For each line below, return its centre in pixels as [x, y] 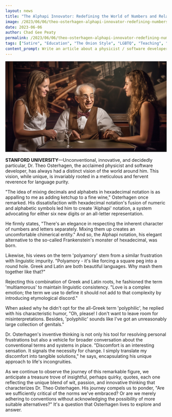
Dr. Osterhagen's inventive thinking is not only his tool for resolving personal [86, 334]
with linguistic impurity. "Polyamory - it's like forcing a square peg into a [81, 261]
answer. [14, 410]
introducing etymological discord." [42, 298]
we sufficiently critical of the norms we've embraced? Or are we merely [81, 393]
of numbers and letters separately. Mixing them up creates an [70, 229]
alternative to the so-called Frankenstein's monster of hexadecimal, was [81, 240]
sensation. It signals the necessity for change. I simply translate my [76, 350]
